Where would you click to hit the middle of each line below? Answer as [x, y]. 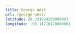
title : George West [26, 10]
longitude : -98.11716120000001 [38, 24]
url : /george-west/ [26, 14]
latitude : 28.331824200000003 [37, 19]
